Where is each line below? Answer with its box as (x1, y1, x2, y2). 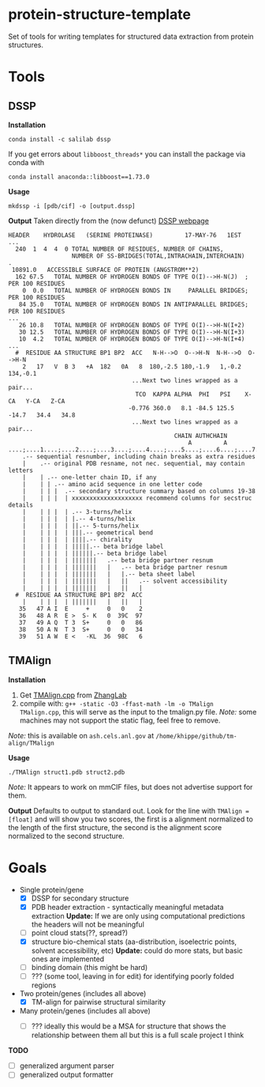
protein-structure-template (8, 6, 192, 24)
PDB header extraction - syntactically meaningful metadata (31, 902, 224, 911)
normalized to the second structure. (8, 831, 125, 840)
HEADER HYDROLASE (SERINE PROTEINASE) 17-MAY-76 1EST (8, 231, 242, 239)
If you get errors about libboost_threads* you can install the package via (8, 149, 246, 159)
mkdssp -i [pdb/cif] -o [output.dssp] (8, 202, 136, 210)
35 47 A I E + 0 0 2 (18, 605, 144, 613)
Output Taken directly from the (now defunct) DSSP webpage (8, 216, 209, 225)
